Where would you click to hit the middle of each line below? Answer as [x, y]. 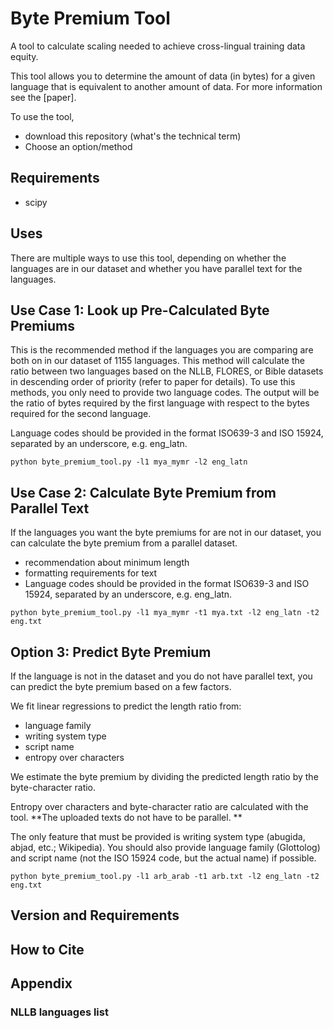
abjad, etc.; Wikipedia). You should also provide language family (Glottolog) [165, 847]
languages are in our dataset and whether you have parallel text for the [156, 268]
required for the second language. [81, 414]
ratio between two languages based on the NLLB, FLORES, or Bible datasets [167, 371]
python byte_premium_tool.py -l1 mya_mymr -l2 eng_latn [129, 462]
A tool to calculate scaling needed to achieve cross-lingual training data [158, 46]
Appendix [41, 983]
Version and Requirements [95, 915]
